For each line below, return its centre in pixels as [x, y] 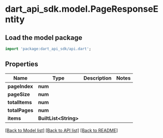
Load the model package [44, 38]
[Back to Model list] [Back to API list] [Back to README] [62, 130]
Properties [22, 64]
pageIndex [20, 86]
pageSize [19, 94]
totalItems [20, 102]
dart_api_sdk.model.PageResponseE [82, 9]
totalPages [20, 110]
